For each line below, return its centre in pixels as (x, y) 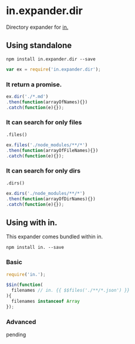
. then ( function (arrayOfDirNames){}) (51, 199)
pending (16, 335)
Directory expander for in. (37, 27)
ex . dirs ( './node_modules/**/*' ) (45, 193)
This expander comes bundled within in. (55, 237)
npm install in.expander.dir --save (51, 59)
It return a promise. (34, 85)
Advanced (21, 322)
